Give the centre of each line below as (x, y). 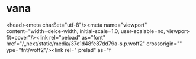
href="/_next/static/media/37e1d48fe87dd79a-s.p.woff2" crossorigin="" (94, 44)
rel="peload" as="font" (77, 37)
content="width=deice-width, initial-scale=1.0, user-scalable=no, (86, 31)
